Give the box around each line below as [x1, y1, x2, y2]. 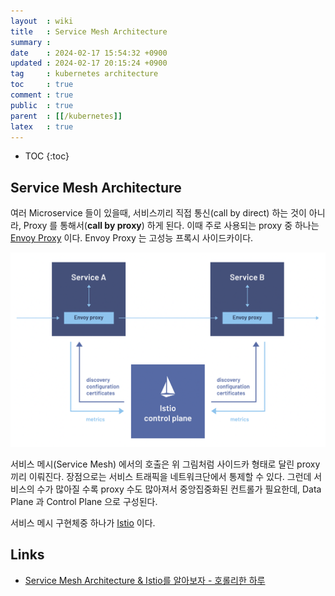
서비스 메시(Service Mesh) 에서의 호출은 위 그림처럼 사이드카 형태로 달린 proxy [10, 458, 321, 470]
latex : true [10, 121, 74, 132]
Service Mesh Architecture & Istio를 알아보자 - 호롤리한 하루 [24, 574, 266, 586]
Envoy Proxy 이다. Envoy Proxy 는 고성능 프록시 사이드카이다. [10, 232, 254, 244]
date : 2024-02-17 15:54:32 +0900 [10, 48, 168, 58]
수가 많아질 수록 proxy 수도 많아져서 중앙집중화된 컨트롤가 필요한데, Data [36, 483, 322, 495]
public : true [10, 100, 74, 110]
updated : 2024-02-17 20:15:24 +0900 [10, 58, 168, 69]
